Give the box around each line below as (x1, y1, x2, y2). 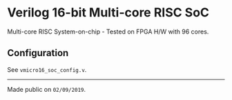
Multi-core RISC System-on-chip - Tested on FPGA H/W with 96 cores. (7, 27, 209, 36)
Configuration (7, 47, 69, 59)
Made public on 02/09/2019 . (7, 85, 86, 93)
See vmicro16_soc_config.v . (7, 65, 87, 73)
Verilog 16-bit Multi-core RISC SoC (7, 5, 209, 21)
